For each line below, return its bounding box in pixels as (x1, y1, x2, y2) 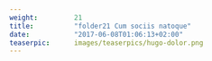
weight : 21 (9, 13, 83, 22)
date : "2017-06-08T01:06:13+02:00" (9, 30, 183, 39)
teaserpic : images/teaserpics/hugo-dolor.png (9, 38, 204, 48)
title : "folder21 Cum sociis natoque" (9, 22, 192, 30)
